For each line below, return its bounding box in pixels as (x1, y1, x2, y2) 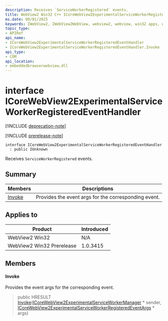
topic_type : (5, 26, 30, 31)
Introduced (81, 226, 108, 233)
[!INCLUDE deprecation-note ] (5, 123, 66, 129)
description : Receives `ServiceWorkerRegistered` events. (5, 7, 128, 13)
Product (32, 226, 52, 233)
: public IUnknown (9, 147, 48, 152)
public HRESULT (17, 294, 51, 300)
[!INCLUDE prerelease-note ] (5, 133, 63, 139)
